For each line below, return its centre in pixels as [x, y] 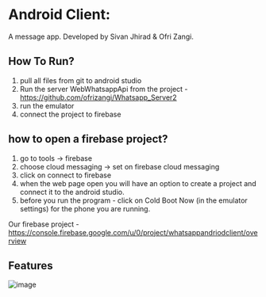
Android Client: [60, 15]
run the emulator [47, 105]
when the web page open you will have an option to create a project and [138, 183]
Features [31, 266]
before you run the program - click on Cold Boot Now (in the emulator [133, 200]
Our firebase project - [44, 224]
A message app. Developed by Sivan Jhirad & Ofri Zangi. [101, 36]
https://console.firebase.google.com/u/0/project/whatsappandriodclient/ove [133, 232]
